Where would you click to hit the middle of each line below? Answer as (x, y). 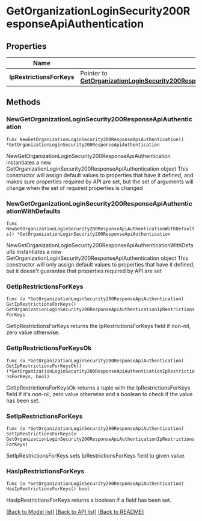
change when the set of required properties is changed (75, 188)
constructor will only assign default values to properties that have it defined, (100, 264)
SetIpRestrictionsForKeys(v (41, 434)
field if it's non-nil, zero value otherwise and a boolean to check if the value (100, 394)
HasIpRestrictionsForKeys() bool (48, 489)
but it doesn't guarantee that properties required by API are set (84, 271)
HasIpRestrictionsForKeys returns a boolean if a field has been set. (89, 500)
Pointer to (94, 73)
